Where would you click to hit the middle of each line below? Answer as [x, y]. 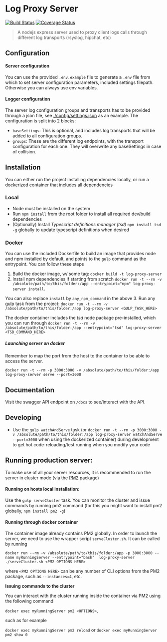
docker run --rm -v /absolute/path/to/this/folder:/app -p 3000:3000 [79, 553]
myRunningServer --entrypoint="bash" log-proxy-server [76, 557]
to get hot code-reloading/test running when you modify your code [81, 444]
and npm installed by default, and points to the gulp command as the [76, 259]
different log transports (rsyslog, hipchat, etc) [64, 37]
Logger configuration [28, 99]
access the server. [24, 361]
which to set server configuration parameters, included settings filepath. [79, 82]
